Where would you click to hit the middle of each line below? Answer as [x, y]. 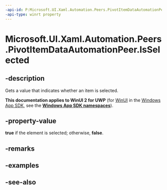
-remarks [20, 148]
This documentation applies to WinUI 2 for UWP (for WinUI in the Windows [83, 100]
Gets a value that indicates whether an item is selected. [62, 91]
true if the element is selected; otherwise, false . [54, 133]
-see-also [21, 182]
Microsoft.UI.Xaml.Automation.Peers [83, 39]
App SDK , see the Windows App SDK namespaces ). [59, 105]
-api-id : [14, 10]
